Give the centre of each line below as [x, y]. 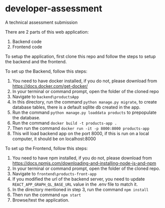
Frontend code [27, 47]
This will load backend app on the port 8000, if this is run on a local [81, 133]
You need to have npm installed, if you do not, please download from [82, 158]
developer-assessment [54, 9]
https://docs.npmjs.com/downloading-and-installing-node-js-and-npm [84, 163]
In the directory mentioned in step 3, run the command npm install [80, 189]
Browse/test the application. [41, 200]
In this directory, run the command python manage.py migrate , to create [84, 102]
